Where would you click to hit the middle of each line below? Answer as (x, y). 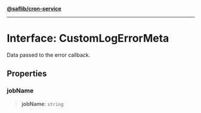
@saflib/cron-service (34, 9)
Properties (27, 74)
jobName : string (42, 103)
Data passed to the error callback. (49, 55)
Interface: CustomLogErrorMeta (88, 39)
